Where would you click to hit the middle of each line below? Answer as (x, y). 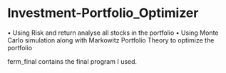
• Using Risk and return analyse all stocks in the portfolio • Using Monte (113, 33)
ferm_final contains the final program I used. (72, 61)
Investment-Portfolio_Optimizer (103, 13)
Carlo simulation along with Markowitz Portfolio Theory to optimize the (111, 40)
